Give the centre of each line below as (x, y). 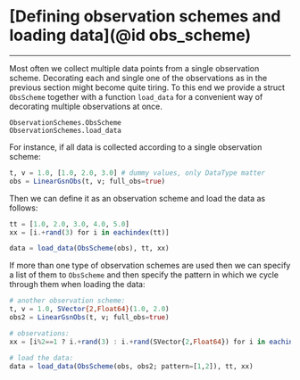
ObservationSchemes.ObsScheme (66, 122)
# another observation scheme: (67, 301)
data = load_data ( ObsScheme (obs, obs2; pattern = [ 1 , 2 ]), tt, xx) (131, 366)
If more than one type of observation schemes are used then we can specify (150, 266)
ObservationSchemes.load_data (66, 130)
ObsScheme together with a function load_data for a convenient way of (136, 96)
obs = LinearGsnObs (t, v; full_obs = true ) (87, 181)
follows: (24, 208)
